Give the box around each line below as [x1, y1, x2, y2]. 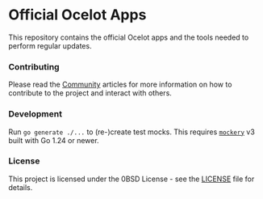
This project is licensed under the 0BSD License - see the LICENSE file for [8, 174, 255, 184]
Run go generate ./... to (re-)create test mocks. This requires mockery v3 [8, 127, 256, 137]
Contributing [8, 61, 60, 72]
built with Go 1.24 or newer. [8, 135, 99, 145]
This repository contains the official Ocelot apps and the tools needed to [8, 32, 249, 42]
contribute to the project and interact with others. [8, 88, 172, 98]
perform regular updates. [8, 40, 92, 50]
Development [8, 108, 63, 120]
